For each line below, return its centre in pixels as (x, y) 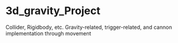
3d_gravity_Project (53, 11)
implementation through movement (48, 33)
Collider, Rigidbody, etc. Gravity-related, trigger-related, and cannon (89, 27)
